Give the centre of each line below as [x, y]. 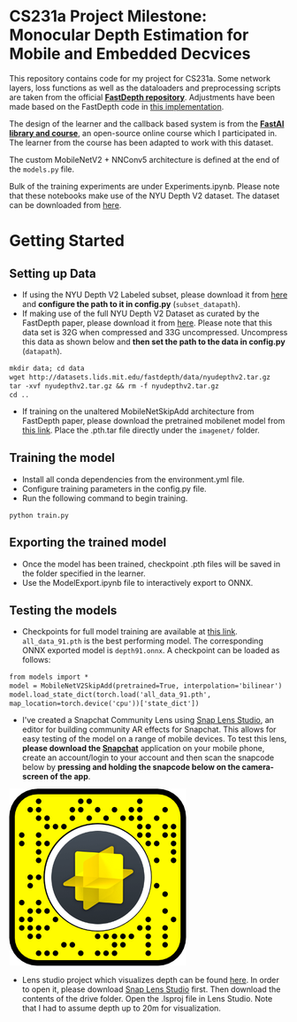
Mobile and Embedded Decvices [130, 54]
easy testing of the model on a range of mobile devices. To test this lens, [154, 739]
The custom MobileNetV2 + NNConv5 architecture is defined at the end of [145, 159]
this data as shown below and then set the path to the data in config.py [153, 342]
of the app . [70, 777]
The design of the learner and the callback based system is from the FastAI [147, 123]
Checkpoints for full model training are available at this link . [130, 632]
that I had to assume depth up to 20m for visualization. [121, 1008]
